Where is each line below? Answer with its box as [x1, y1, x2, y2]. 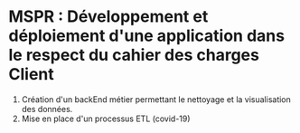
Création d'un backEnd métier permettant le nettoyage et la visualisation [21, 93, 291, 105]
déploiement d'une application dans [8, 25, 286, 46]
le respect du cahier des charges [8, 45, 259, 65]
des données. [21, 103, 73, 114]
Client [8, 64, 55, 85]
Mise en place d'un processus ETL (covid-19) [21, 113, 191, 124]
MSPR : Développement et [8, 6, 209, 27]
